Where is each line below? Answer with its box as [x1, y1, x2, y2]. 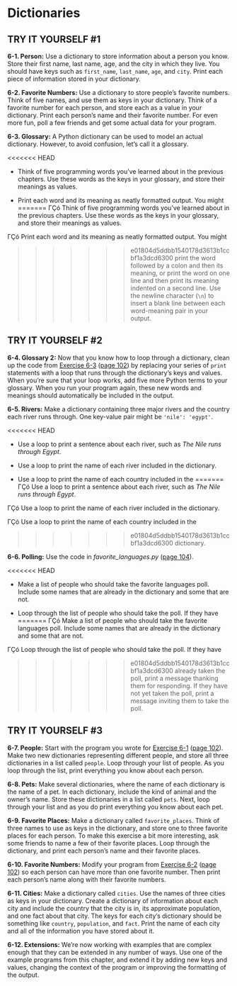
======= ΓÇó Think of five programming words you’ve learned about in [17, 204, 230, 212]
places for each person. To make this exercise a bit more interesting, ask [7, 831, 219, 840]
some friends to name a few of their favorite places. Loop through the [7, 838, 210, 847]
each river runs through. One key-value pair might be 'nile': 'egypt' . [7, 412, 214, 421]
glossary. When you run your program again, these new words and [7, 383, 202, 392]
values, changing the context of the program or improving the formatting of [7, 963, 226, 971]
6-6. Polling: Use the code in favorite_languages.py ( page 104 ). [7, 552, 194, 561]
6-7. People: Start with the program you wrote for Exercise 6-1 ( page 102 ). [7, 743, 224, 752]
